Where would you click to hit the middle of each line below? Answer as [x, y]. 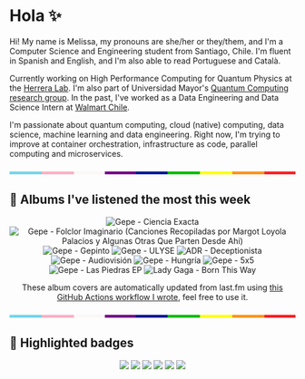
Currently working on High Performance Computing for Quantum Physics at [151, 78]
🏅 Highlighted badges [72, 343]
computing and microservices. [66, 153]
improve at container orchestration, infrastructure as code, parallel [134, 144]
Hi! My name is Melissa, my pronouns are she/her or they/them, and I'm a [147, 41]
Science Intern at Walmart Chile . [69, 107]
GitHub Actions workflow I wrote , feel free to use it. [152, 296]
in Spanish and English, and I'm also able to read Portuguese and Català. [145, 61]
